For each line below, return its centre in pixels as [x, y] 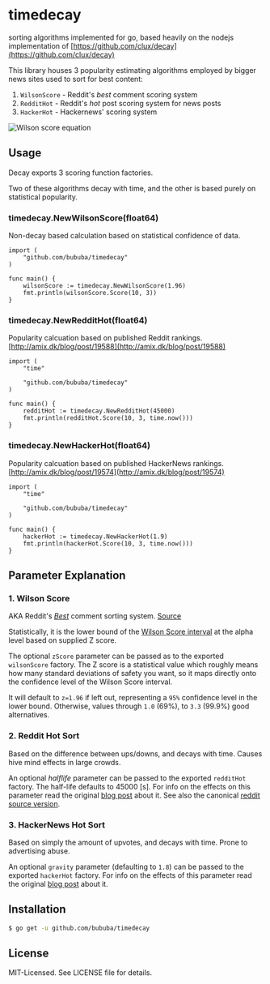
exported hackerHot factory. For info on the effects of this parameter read [130, 875]
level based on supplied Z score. [63, 640]
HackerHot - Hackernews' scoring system [89, 112]
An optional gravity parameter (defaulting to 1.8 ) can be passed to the [126, 866]
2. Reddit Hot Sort [44, 736]
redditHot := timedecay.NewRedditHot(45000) [99, 411]
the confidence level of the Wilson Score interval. [91, 682]
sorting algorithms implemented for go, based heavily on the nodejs [121, 37]
